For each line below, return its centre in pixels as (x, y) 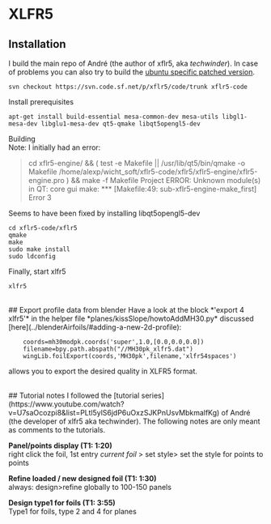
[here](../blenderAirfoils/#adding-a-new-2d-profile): (95, 327)
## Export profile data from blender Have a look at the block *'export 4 (126, 310)
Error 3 (40, 198)
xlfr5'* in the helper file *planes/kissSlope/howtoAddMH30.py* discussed (131, 318)
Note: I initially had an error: (55, 147)
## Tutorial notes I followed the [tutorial (74, 395)
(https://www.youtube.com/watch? (66, 404)
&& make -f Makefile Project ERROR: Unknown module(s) (166, 180)
